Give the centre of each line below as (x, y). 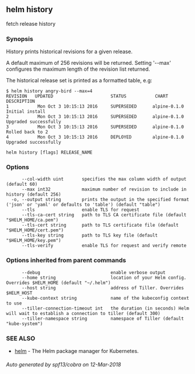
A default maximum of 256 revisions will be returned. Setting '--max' (88, 63)
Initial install (26, 112)
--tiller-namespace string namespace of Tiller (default (102, 318)
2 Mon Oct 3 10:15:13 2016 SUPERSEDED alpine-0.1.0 (95, 117)
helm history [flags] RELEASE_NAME (49, 153)
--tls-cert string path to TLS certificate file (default (100, 225)
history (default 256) (34, 195)
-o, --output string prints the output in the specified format (100, 200)
